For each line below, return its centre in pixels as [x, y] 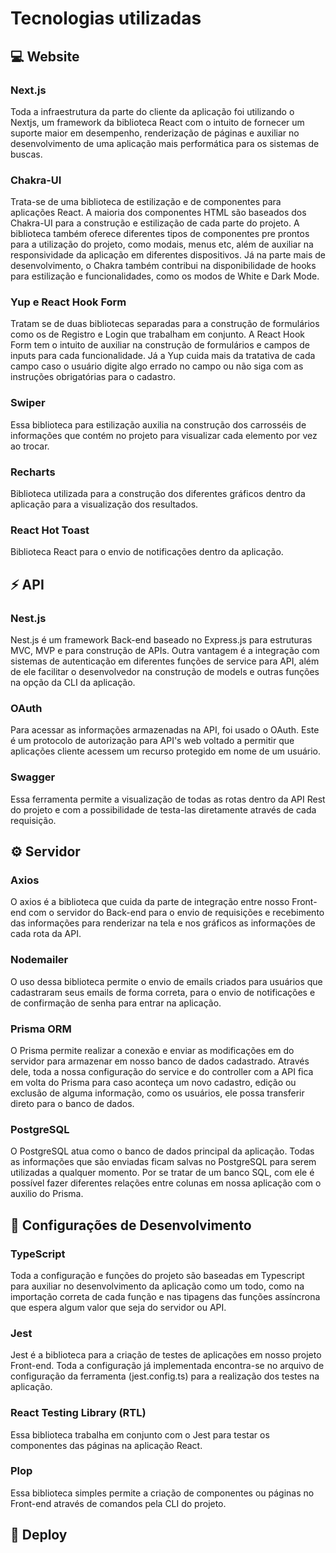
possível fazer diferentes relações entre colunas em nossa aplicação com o [166, 1183]
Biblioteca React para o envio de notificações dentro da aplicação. [147, 552]
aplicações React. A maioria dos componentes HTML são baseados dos [158, 213]
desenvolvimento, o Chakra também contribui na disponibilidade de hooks [163, 266]
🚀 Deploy [39, 1535]
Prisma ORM [41, 1029]
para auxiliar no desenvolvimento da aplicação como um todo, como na [157, 1286]
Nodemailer [39, 960]
